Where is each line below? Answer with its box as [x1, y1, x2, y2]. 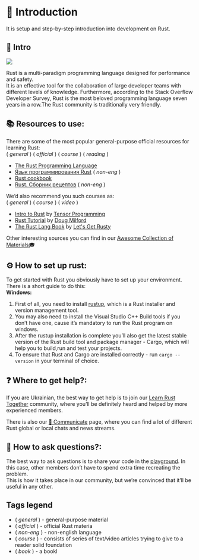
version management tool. [14, 306, 79, 314]
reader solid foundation [14, 541, 72, 548]
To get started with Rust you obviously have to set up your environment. [6, 276, 182, 283]
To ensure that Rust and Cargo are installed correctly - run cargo [14, 351, 173, 358]
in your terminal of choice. [34, 357, 99, 365]
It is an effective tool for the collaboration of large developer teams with [6, 82, 181, 89]
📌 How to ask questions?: [6, 442, 102, 452]
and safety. [6, 76, 34, 83]
